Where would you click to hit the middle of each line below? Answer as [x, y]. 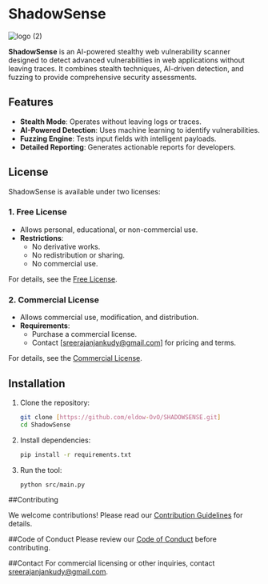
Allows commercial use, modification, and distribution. [109, 318]
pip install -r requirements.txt [76, 454]
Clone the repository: [55, 402]
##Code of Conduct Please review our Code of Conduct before [113, 539]
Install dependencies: [55, 440]
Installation [37, 384]
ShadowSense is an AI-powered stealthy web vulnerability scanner [119, 51]
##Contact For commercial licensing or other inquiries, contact [112, 563]
